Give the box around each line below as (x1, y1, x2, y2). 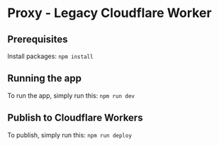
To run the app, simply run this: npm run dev (7, 91, 135, 100)
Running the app (7, 72, 82, 84)
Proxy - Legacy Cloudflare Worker (7, 5, 212, 21)
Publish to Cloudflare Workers (7, 112, 143, 124)
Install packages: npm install (7, 52, 94, 60)
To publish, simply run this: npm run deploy (7, 130, 133, 139)
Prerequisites (7, 33, 68, 45)
